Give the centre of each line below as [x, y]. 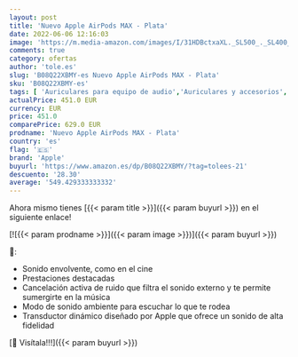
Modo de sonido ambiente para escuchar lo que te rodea [126, 306]
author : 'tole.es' [43, 67]
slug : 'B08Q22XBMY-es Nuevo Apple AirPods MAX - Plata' [114, 75]
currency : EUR [35, 108]
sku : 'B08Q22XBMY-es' [49, 83]
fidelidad [38, 326]
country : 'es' [35, 141]
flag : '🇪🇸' [31, 149]
